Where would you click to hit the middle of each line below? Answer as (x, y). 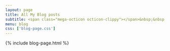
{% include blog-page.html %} (37, 43)
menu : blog (17, 24)
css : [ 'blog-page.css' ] (30, 29)
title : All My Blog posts (32, 15)
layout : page (19, 10)
